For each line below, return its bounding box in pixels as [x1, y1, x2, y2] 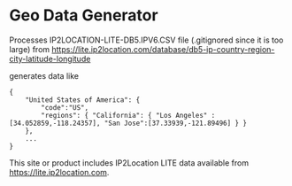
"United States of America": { [25, 95, 141, 105]
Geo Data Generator [9, 5, 158, 26]
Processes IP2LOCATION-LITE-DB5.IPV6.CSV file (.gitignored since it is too [9, 35, 284, 45]
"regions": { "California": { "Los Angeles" [41, 111, 208, 120]
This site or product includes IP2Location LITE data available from [9, 157, 250, 168]
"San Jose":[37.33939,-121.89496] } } [104, 119, 248, 128]
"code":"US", [41, 103, 89, 112]
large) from [9, 43, 50, 54]
